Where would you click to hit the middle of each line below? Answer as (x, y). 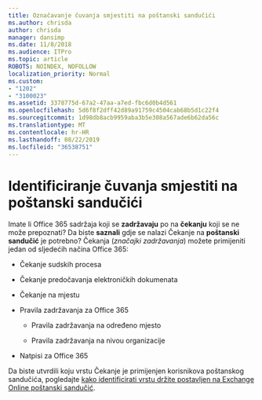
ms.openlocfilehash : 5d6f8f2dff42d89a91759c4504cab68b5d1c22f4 (114, 111)
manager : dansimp (36, 37)
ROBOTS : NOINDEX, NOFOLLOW (52, 67)
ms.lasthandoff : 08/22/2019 (54, 139)
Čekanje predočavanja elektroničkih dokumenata (98, 280)
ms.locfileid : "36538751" (50, 147)
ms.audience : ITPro (40, 52)
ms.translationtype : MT (47, 125)
